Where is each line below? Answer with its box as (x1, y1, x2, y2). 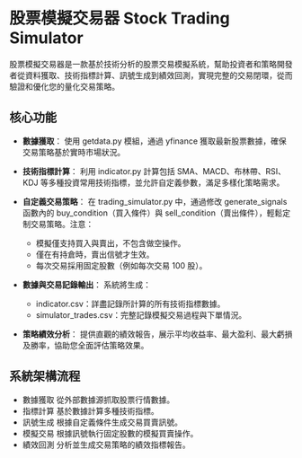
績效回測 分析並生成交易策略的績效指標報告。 (22, 439, 191, 450)
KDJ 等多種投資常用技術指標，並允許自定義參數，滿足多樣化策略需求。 (22, 177, 285, 188)
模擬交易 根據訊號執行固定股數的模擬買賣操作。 (22, 427, 199, 438)
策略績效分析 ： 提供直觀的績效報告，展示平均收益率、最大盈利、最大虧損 (22, 329, 293, 339)
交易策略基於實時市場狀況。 (22, 146, 126, 157)
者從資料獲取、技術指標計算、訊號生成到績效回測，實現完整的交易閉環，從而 (9, 69, 293, 81)
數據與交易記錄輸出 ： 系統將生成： (22, 279, 151, 290)
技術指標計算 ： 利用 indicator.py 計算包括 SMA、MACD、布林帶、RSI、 (22, 165, 286, 176)
